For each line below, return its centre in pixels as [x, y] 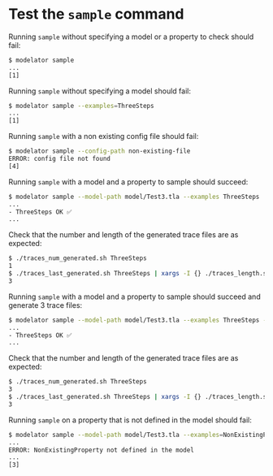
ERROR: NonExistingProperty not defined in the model [102, 450]
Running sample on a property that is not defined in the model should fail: [130, 420]
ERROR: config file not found [60, 159]
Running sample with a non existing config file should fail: [104, 136]
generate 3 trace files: [45, 305]
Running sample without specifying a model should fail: [100, 91]
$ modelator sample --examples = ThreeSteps [81, 106]
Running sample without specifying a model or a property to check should [131, 37]
